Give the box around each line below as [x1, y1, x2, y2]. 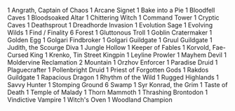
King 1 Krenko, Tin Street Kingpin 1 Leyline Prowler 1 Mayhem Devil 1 [29, 51, 227, 59]
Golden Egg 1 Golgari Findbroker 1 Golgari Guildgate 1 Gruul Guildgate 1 [7, 36, 213, 44]
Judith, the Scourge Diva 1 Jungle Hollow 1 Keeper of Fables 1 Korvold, [7, 44, 211, 51]
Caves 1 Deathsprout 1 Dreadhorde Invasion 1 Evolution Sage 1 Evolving [7, 21, 213, 29]
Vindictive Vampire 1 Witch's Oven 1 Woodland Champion [7, 96, 173, 104]
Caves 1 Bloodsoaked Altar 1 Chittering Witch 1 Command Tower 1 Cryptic [7, 13, 220, 22]
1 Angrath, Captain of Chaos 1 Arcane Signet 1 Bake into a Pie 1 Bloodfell [7, 6, 215, 14]
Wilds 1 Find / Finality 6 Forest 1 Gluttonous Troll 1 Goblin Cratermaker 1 [7, 28, 213, 37]
